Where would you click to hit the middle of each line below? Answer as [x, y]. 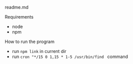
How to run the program [30, 41]
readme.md [17, 7]
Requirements [19, 17]
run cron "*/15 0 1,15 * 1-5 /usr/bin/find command [70, 56]
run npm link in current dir [39, 51]
